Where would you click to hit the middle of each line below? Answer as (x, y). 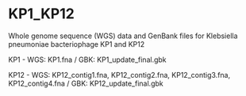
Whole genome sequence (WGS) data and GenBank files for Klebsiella (123, 36)
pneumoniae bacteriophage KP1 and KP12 (77, 44)
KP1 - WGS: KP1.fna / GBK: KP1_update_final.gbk (87, 60)
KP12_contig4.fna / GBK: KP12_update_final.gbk (86, 83)
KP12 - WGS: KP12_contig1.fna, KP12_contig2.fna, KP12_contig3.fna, (119, 75)
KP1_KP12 (42, 14)
